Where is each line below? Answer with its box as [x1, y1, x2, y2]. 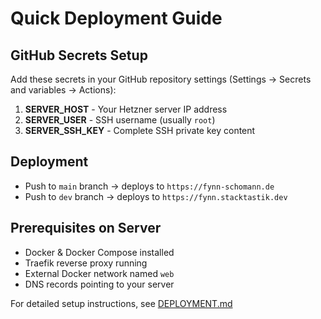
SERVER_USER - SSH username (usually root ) [24, 114, 216, 126]
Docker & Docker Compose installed [24, 246, 175, 258]
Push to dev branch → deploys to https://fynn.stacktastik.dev [24, 190, 288, 202]
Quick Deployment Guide [10, 7, 223, 30]
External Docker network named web [24, 267, 175, 279]
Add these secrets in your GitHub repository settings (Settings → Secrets [10, 73, 312, 85]
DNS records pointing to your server [24, 278, 175, 290]
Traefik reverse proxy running [24, 257, 148, 269]
